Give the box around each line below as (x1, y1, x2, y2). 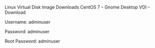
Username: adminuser (5, 19, 51, 25)
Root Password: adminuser (5, 38, 61, 44)
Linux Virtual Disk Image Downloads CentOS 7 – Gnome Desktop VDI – (5, 4, 150, 10)
